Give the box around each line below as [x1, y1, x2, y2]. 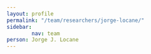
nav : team [31, 29, 60, 37]
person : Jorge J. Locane [6, 36, 79, 43]
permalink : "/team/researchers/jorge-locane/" [6, 17, 145, 24]
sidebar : [6, 23, 32, 30]
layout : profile [6, 10, 54, 18]
